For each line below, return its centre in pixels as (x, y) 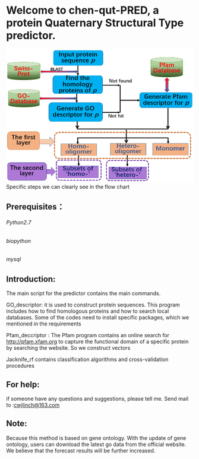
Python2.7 (19, 222)
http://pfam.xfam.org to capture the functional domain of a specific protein (97, 341)
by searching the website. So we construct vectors (68, 348)
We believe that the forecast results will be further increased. (81, 450)
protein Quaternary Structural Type (95, 23)
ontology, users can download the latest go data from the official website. (96, 444)
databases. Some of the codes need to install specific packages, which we (98, 318)
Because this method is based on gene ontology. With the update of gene (96, 438)
